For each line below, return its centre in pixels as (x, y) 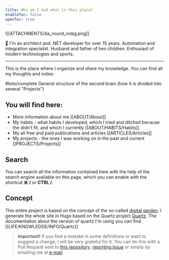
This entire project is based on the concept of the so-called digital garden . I (83, 210)
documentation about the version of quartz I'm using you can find (73, 221)
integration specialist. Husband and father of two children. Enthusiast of (80, 49)
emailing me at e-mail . (40, 252)
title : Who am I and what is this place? (49, 10)
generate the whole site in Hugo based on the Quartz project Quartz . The (81, 216)
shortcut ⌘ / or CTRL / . (29, 182)
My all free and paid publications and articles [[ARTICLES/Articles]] (82, 133)
